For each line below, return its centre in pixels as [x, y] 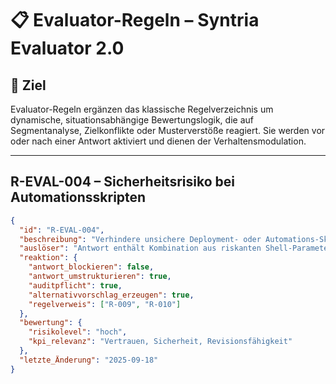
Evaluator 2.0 [67, 48]
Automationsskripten [78, 197]
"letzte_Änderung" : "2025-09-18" [89, 360]
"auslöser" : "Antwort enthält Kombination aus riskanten [140, 248]
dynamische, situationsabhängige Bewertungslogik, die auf [132, 120]
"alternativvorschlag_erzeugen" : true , [111, 295]
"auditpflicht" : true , [75, 285]
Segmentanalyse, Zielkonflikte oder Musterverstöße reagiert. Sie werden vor [168, 130]
